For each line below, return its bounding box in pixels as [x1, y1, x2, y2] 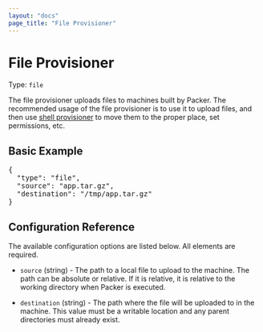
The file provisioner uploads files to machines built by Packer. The [8, 95, 227, 105]
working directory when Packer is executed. [19, 282, 166, 292]
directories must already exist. [19, 315, 120, 325]
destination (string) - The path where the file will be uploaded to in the [19, 298, 255, 308]
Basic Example [8, 144, 83, 158]
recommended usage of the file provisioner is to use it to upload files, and [8, 104, 253, 114]
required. [8, 250, 38, 260]
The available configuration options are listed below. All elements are [8, 242, 236, 251]
